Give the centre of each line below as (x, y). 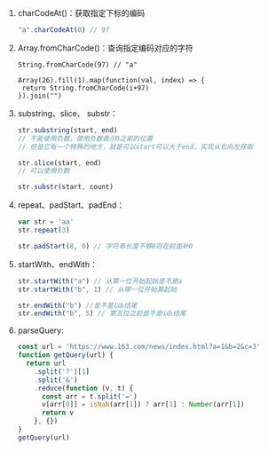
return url (46, 363)
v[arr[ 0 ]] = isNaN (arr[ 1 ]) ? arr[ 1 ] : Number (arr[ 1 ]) (143, 405)
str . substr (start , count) (65, 187)
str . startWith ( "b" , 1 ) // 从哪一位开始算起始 (97, 289)
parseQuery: (40, 330)
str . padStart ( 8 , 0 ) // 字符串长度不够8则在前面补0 (105, 246)
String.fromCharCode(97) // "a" (77, 65)
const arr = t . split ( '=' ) (89, 396)
